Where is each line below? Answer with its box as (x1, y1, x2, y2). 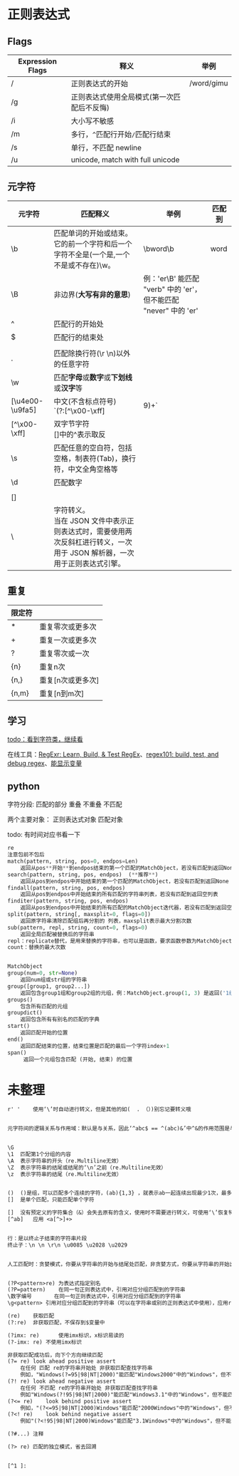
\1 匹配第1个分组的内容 (7, 1150, 71, 1158)
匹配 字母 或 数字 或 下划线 (53, 372, 133, 382)
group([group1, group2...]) (7, 982, 91, 990)
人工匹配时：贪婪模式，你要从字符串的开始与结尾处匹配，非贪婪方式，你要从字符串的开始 (7, 1260, 230, 1268)
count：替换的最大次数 (7, 944, 66, 951)
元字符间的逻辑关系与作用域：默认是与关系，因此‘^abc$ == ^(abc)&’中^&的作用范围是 (7, 1125, 230, 1133)
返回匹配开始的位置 (20, 1029, 68, 1036)
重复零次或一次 (39, 648, 90, 658)
